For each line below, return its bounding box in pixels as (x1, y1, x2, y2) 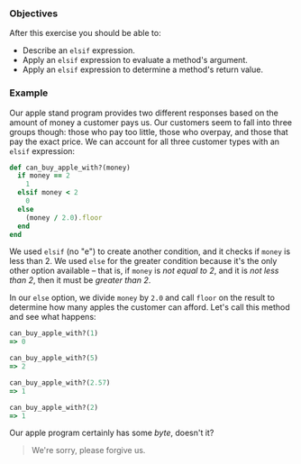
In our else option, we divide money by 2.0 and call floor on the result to (9, 292, 275, 304)
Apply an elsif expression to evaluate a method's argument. (22, 55, 248, 66)
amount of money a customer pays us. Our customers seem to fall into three (9, 116, 293, 128)
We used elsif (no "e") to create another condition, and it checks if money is (9, 246, 291, 257)
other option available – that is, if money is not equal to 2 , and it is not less (9, 265, 279, 277)
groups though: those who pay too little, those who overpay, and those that (9, 126, 288, 137)
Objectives (9, 7, 59, 20)
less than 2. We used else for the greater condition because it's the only (9, 256, 278, 267)
